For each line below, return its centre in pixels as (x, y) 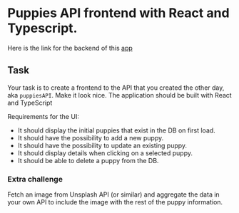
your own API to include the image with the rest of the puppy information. (115, 202)
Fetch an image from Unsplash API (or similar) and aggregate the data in (113, 194)
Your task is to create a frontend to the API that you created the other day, (116, 88)
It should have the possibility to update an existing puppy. (102, 145)
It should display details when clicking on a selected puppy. (105, 153)
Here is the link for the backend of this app (70, 48)
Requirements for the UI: (44, 116)
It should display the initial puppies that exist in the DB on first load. (116, 130)
